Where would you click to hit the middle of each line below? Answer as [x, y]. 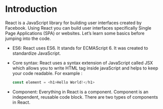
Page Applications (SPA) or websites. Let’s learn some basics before [75, 33]
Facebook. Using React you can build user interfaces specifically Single [78, 28]
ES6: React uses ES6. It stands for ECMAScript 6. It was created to [80, 48]
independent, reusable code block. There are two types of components [85, 97]
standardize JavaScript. [36, 53]
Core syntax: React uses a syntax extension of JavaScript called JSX [82, 63]
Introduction [31, 9]
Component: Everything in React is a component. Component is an [80, 92]
